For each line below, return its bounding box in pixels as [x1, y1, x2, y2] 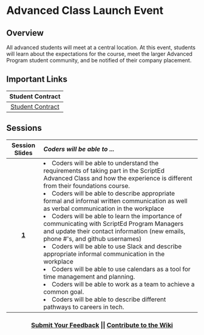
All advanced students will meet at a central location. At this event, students [6, 44, 196, 51]
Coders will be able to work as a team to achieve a [51, 280, 195, 288]
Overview [6, 28, 44, 38]
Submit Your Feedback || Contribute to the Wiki [31, 320, 173, 329]
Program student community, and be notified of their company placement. [6, 57, 192, 64]
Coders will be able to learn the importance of [51, 211, 182, 220]
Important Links [6, 74, 68, 85]
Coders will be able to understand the [51, 159, 159, 167]
